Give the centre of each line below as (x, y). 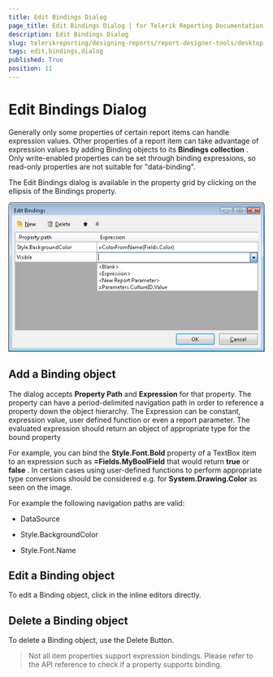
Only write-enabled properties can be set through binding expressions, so (132, 157)
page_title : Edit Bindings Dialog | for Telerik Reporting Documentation (136, 26)
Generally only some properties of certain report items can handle (119, 132)
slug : (17, 43)
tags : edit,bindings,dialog (56, 52)
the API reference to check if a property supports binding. (125, 665)
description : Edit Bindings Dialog (69, 34)
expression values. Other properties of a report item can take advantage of (134, 140)
